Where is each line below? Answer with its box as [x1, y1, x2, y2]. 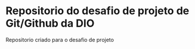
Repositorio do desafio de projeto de [5, 4, 190, 18]
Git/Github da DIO [5, 17, 95, 30]
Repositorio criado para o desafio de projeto [5, 36, 114, 43]
